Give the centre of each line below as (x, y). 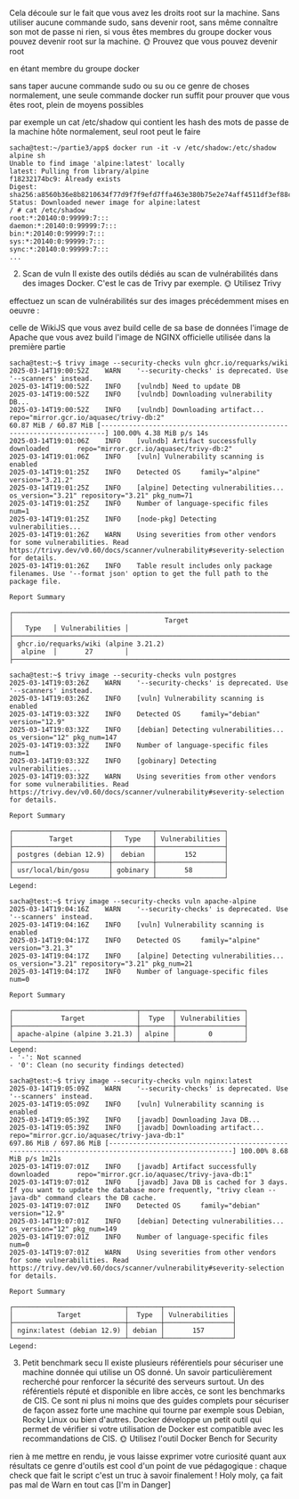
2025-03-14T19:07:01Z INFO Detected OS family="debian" (135, 1206)
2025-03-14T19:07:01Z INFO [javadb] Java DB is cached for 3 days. (149, 1182)
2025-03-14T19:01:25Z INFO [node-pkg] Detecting (113, 519)
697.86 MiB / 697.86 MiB (55, 1143)
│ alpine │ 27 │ (69, 652)
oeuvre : (24, 310)
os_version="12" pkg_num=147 (63, 737)
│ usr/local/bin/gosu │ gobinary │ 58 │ (119, 870)
